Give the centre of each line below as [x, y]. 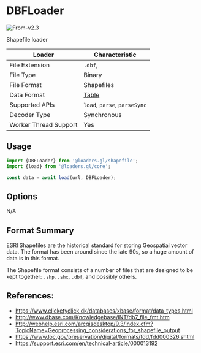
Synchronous [103, 115]
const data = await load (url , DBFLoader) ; [61, 177]
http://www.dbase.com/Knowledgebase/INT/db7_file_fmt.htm [92, 317]
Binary [93, 75]
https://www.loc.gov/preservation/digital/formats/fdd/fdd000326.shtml [105, 336]
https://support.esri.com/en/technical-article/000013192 [86, 343]
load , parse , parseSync [115, 105]
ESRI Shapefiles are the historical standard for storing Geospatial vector [97, 245]
